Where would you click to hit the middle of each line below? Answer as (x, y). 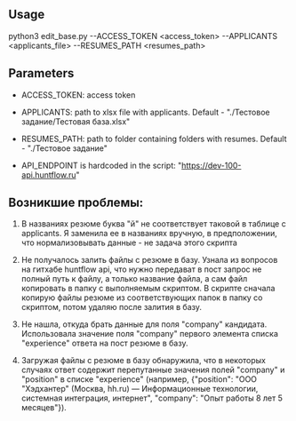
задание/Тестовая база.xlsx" (76, 121)
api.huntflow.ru (48, 175)
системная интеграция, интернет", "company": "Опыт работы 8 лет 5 (152, 398)
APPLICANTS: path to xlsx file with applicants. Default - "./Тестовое (145, 112)
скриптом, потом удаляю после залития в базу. (111, 307)
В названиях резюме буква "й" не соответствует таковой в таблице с (153, 224)
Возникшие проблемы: (76, 203)
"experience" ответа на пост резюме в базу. (104, 343)
